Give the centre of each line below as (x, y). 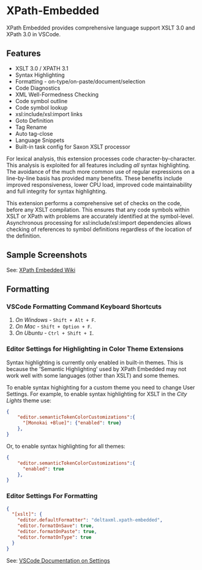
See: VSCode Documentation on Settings (58, 560)
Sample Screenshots (47, 255)
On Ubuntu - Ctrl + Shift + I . (54, 333)
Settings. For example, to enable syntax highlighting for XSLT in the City (97, 394)
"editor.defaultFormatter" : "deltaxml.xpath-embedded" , (90, 520)
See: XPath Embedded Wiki (41, 270)
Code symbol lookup (41, 107)
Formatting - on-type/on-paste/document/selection (80, 81)
